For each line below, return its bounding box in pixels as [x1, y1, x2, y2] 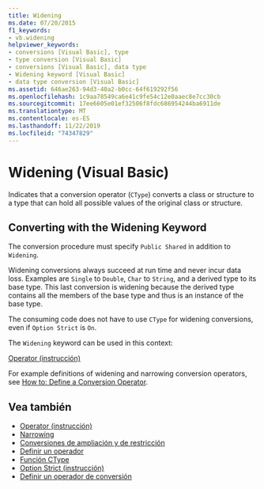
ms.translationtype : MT [8, 108, 87, 116]
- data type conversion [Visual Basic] [8, 78, 140, 85]
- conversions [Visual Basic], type [8, 48, 129, 56]
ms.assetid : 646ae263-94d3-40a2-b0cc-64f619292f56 [8, 85, 179, 93]
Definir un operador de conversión [19, 472, 133, 481]
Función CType [19, 455, 70, 464]
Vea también [8, 400, 72, 414]
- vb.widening [8, 33, 55, 42]
